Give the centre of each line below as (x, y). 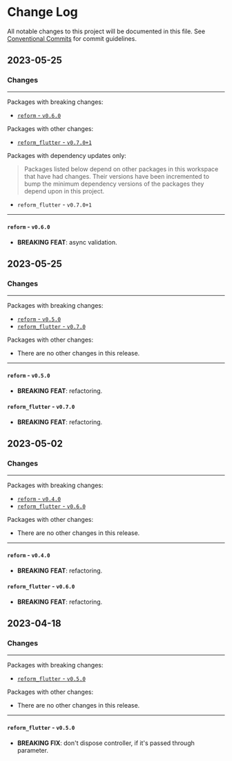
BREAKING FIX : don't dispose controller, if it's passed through (106, 743)
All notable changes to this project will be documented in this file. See (106, 31)
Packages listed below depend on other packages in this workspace (121, 169)
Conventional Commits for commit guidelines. (72, 38)
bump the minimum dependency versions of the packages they (114, 184)
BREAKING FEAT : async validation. (67, 242)
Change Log (42, 12)
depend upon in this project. (64, 191)
